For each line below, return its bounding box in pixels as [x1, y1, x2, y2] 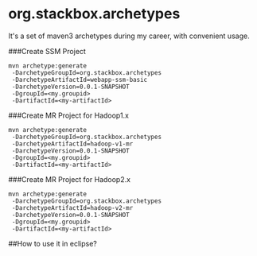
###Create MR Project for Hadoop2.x [8, 174, 131, 184]
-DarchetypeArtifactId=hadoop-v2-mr [11, 204, 134, 211]
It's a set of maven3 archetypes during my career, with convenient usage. [8, 31, 250, 41]
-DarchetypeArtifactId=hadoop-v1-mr [11, 140, 134, 148]
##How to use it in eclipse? [8, 239, 97, 248]
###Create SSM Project [8, 46, 86, 56]
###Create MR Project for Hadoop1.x [8, 111, 130, 120]
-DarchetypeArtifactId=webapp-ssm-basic [11, 76, 148, 83]
